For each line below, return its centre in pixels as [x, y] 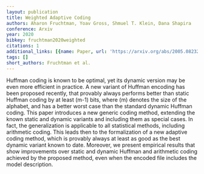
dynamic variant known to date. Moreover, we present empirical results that [101, 145]
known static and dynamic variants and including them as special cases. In [100, 119]
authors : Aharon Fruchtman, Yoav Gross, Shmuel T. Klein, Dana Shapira [99, 23]
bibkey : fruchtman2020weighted [46, 40]
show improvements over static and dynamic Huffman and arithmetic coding [102, 151]
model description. [30, 164]
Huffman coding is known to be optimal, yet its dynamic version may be [96, 80]
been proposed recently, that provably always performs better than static [98, 93]
